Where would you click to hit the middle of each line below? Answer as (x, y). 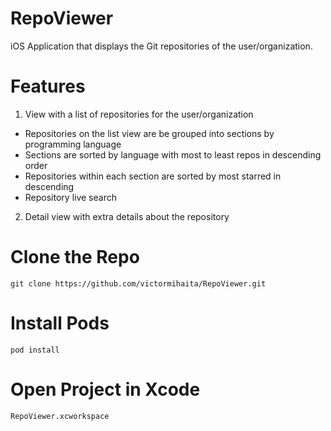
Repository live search (70, 197)
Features (48, 86)
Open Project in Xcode (105, 389)
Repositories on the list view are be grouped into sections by (149, 133)
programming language (73, 144)
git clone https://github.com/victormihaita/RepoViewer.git (138, 283)
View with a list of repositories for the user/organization (139, 114)
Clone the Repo (75, 257)
